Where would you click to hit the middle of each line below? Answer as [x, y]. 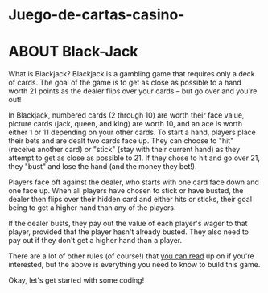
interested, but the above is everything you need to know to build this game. [134, 265]
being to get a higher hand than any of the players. [92, 208]
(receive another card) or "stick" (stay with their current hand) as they [124, 150]
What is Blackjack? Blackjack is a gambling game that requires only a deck [132, 74]
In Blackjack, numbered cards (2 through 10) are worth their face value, [126, 115]
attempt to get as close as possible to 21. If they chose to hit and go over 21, [134, 158]
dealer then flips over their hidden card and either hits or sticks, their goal [130, 200]
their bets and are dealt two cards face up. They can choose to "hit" [121, 141]
